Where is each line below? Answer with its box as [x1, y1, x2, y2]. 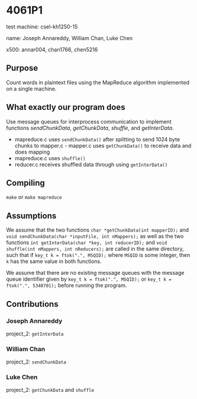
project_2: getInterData [6, 330, 64, 337]
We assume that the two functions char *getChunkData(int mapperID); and [6, 226, 189, 233]
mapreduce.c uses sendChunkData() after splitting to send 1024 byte [14, 135, 180, 142]
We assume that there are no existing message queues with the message [6, 270, 185, 277]
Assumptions [6, 210, 57, 220]
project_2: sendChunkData [6, 358, 67, 365]
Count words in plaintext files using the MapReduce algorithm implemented [6, 79, 190, 86]
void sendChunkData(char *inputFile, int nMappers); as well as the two [6, 233, 184, 240]
